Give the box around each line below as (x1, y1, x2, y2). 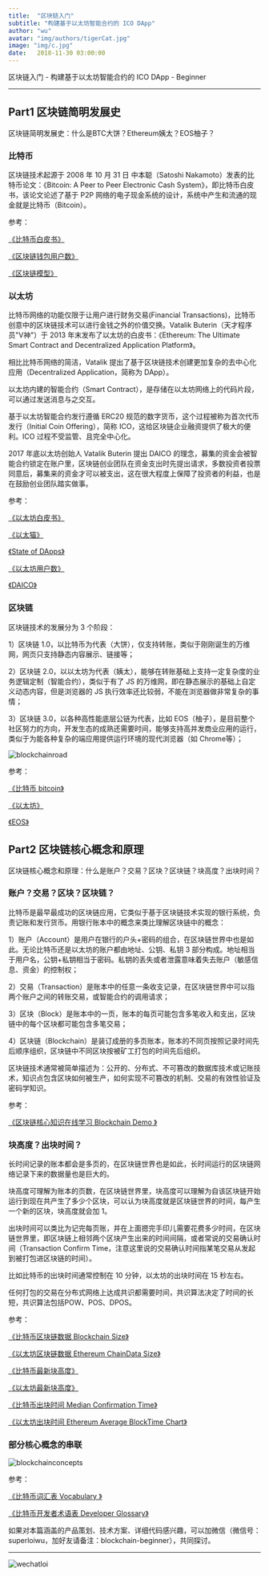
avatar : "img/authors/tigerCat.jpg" (8, 34, 130, 43)
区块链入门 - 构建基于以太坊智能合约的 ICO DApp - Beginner (8, 72, 207, 81)
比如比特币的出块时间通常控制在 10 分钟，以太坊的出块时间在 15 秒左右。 (8, 1271, 248, 1280)
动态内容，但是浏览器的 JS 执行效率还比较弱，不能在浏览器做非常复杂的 (14, 686, 252, 696)
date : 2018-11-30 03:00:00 (8, 49, 106, 57)
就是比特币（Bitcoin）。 (14, 200, 91, 210)
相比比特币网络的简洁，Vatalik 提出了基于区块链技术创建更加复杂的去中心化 (8, 357, 257, 367)
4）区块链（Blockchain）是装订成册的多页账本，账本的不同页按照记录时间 (8, 1035, 253, 1045)
